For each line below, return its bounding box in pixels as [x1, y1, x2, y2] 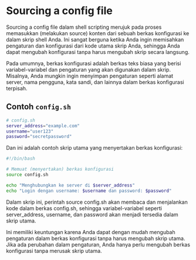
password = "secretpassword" [6, 134, 72, 140]
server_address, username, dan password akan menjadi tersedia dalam [6, 211, 178, 218]
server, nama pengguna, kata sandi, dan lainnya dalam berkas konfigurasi [6, 78, 184, 86]
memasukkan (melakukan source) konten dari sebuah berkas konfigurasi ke [6, 29, 190, 36]
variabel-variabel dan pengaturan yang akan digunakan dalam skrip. [6, 66, 171, 73]
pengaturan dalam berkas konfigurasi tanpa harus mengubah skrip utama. [6, 235, 185, 242]
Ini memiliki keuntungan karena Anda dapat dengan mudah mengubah [6, 228, 176, 235]
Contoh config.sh [6, 102, 72, 112]
